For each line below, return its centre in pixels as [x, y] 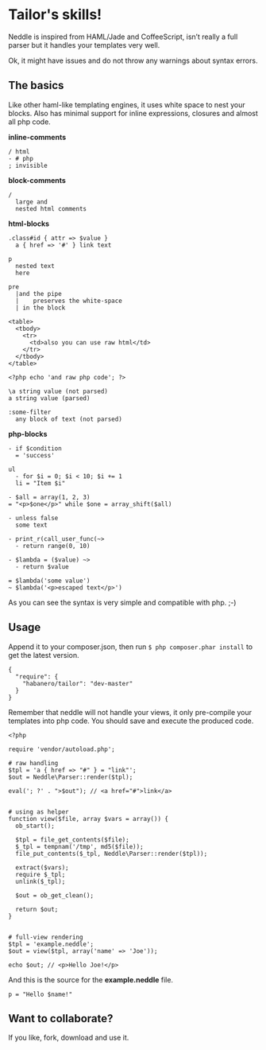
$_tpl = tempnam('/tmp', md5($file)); [80, 846]
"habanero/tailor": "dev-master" [78, 683]
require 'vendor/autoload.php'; [62, 749]
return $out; [37, 909]
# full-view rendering [46, 937]
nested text [35, 266]
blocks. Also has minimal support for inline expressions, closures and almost [133, 113]
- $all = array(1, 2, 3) [49, 497]
